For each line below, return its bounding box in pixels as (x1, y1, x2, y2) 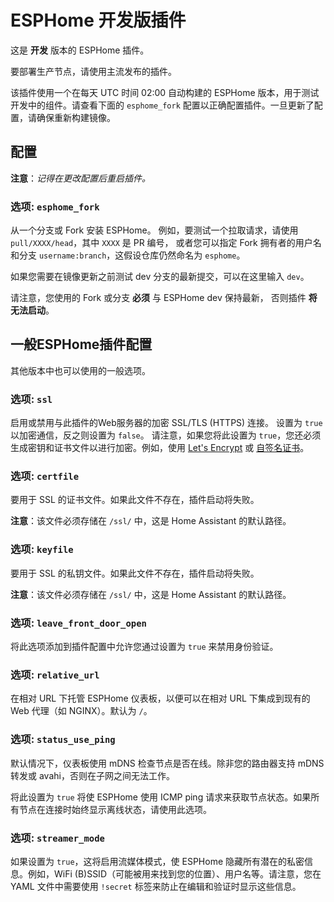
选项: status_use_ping (10, 732, 116, 746)
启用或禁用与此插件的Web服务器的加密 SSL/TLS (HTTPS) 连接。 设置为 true (10, 417, 323, 429)
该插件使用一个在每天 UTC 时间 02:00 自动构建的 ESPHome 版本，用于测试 (10, 86, 320, 98)
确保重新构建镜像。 (36, 111, 116, 123)
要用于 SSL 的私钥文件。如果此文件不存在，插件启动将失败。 (10, 567, 260, 579)
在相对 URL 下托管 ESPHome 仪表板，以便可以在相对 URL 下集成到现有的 (10, 692, 311, 705)
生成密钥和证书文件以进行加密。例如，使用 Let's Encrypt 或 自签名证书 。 (10, 442, 310, 454)
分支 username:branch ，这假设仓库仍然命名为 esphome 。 (18, 249, 246, 261)
